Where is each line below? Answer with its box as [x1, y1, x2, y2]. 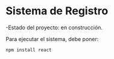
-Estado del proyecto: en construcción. [5, 24, 103, 31]
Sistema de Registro [5, 4, 109, 18]
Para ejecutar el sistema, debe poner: [5, 35, 99, 42]
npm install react [5, 46, 52, 53]
